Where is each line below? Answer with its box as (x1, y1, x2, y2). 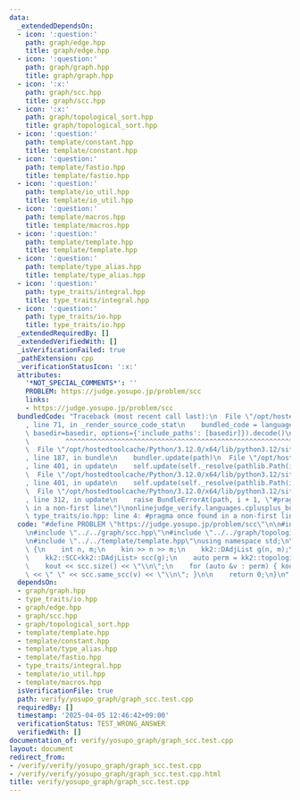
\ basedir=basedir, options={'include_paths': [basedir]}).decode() (25, 428, 286, 438)
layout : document (9, 744, 74, 754)
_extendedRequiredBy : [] (17, 329, 110, 338)
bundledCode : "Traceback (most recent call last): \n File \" (17, 412, 254, 421)
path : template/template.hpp (25, 238, 134, 247)
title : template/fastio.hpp (25, 171, 129, 180)
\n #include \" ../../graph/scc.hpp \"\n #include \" (25, 528, 214, 537)
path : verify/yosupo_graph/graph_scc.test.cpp (17, 695, 194, 703)
